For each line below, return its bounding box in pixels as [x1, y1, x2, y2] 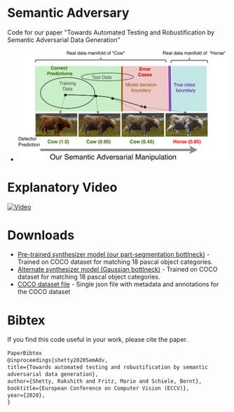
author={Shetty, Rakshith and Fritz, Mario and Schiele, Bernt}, [7, 378, 202, 385]
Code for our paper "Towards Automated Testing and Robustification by [7, 28, 215, 36]
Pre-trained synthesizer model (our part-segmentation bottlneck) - [17, 251, 210, 259]
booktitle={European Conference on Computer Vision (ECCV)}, [7, 385, 190, 392]
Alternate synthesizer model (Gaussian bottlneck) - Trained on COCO [17, 265, 218, 274]
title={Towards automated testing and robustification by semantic [7, 364, 209, 371]
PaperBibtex [7, 350, 42, 357]
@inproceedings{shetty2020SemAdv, [7, 357, 109, 364]
